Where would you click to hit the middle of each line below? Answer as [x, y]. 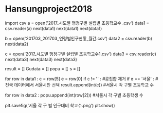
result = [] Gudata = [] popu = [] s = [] [43, 68]
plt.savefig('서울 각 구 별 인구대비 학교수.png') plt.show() [60, 105]
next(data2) [17, 44]
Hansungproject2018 [49, 9]
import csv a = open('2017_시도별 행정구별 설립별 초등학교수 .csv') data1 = [77, 23]
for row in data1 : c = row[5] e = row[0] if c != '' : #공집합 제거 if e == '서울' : [80, 79]
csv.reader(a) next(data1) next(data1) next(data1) [54, 28]
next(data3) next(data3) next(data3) [41, 59]
